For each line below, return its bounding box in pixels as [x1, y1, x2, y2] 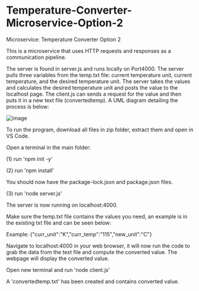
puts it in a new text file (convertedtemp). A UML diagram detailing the [6, 96, 178, 104]
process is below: [6, 103, 49, 110]
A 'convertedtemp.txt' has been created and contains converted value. [6, 277, 179, 285]
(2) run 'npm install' [6, 167, 55, 174]
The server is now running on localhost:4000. [6, 201, 118, 208]
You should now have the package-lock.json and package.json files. [6, 178, 173, 185]
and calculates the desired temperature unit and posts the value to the [6, 84, 178, 91]
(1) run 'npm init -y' [6, 155, 53, 162]
